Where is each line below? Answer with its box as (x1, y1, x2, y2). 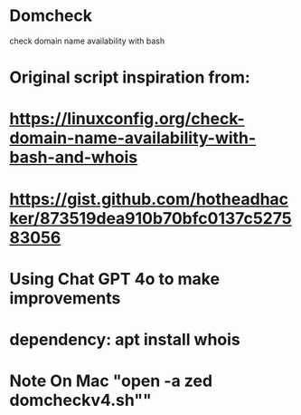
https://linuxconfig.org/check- (9, 109, 246, 130)
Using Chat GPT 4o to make (9, 268, 220, 289)
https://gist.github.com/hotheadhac (9, 188, 289, 209)
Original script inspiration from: (9, 67, 250, 88)
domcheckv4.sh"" (9, 391, 152, 410)
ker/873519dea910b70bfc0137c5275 (9, 207, 292, 228)
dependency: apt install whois (9, 329, 241, 350)
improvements (9, 287, 121, 308)
